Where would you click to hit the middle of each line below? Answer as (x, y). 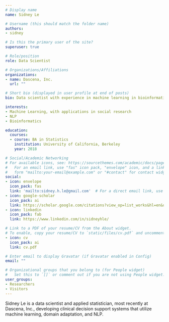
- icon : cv (17, 238)
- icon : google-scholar (30, 196)
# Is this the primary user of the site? (49, 42)
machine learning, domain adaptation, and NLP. (54, 314)
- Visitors (17, 289)
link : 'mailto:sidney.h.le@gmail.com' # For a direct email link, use (87, 191)
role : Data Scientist (28, 61)
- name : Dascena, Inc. (29, 79)
